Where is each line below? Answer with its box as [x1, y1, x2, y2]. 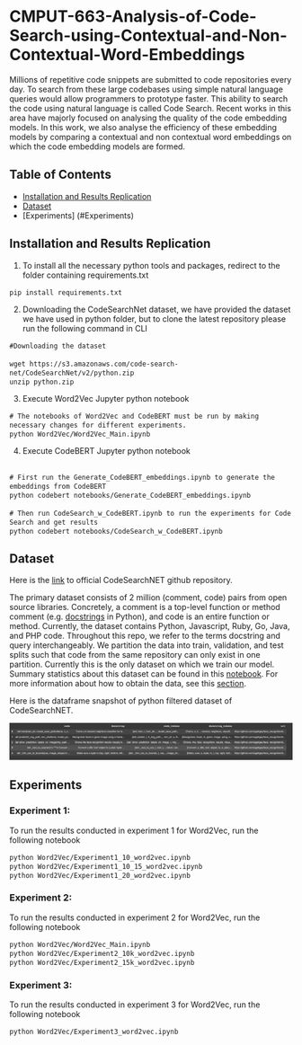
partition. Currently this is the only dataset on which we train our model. [9, 659, 275, 670]
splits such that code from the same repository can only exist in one [9, 650, 261, 660]
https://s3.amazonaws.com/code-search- [29, 359, 179, 368]
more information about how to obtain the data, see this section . [9, 678, 247, 689]
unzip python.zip [9, 377, 75, 386]
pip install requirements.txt [9, 288, 123, 297]
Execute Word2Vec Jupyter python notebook [22, 393, 190, 403]
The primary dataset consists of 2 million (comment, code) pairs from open [9, 592, 288, 603]
